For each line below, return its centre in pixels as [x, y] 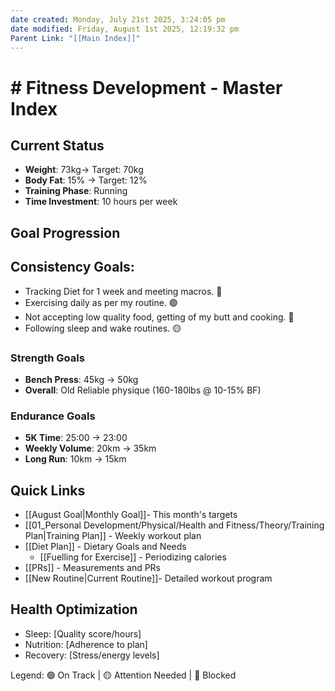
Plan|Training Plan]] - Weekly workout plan [113, 535]
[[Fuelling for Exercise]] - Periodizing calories [133, 557]
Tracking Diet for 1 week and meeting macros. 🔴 [123, 291]
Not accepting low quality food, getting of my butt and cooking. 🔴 [159, 317]
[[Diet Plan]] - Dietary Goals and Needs [105, 546]
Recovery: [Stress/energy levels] [92, 655]
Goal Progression [65, 232]
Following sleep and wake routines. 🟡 [103, 328]
